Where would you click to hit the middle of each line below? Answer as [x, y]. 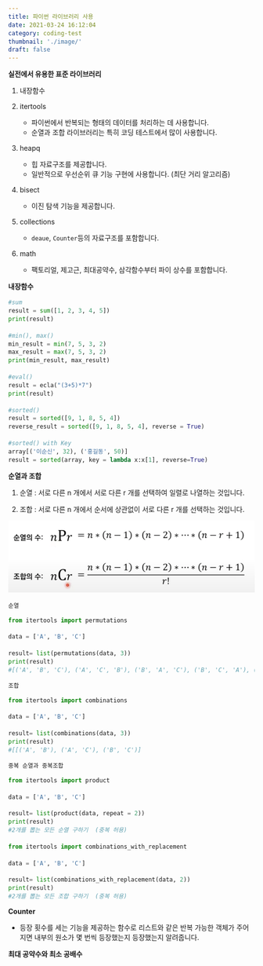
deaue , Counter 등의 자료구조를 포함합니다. [95, 238]
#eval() [21, 377]
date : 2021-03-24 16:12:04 [52, 25]
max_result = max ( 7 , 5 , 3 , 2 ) [58, 352]
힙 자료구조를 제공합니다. [69, 164]
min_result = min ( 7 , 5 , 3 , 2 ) [58, 344]
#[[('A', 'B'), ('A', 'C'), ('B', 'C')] [75, 750]
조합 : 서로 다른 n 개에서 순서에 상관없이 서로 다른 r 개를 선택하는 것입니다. [132, 509]
